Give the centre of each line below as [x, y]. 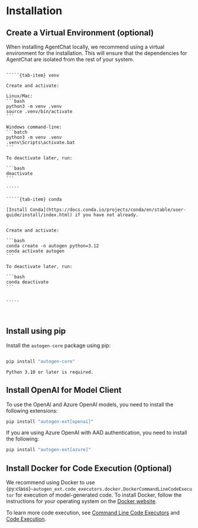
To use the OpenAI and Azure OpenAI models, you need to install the [90, 404]
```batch [17, 132]
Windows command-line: [34, 127]
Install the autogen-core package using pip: [59, 345]
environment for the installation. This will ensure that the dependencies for [97, 53]
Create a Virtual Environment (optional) [80, 33]
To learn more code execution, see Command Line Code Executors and [93, 513]
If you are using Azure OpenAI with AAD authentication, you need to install [97, 433]
